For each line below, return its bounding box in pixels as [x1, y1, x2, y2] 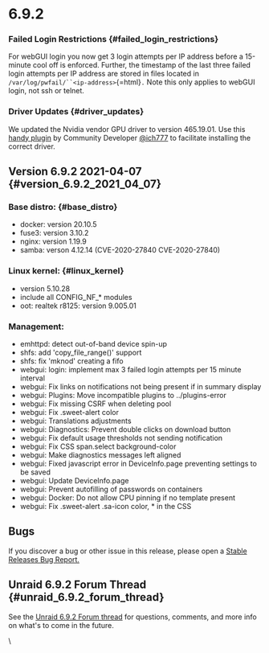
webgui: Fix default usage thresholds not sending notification [19, 433, 223, 443]
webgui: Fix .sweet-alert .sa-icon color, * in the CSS [19, 502, 192, 511]
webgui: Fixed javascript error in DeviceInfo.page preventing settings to [19, 459, 257, 469]
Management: [8, 321, 64, 332]
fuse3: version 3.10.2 [19, 228, 89, 238]
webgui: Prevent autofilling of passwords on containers [19, 484, 203, 495]
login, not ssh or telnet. [8, 86, 84, 96]
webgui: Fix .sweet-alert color [19, 408, 119, 417]
